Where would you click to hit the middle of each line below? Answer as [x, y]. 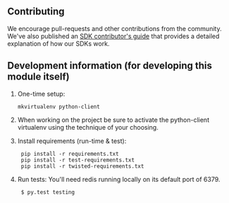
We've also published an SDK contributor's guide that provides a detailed [113, 36]
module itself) [38, 77]
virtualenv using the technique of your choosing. [88, 127]
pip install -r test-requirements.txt [78, 160]
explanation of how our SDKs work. [58, 43]
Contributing [36, 12]
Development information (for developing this [110, 66]
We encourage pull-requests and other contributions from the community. [114, 28]
